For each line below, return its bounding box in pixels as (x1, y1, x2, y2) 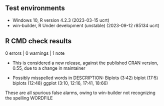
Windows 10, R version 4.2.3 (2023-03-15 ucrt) (12, 17, 110, 23)
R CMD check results (5, 37, 72, 45)
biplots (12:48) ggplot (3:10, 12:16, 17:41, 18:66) (12, 80, 108, 86)
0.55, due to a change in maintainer (12, 65, 85, 71)
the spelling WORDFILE (5, 95, 53, 101)
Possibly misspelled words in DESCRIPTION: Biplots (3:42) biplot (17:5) (12, 75, 158, 81)
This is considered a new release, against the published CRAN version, (12, 60, 158, 66)
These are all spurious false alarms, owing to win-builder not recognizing (5, 90, 156, 96)
